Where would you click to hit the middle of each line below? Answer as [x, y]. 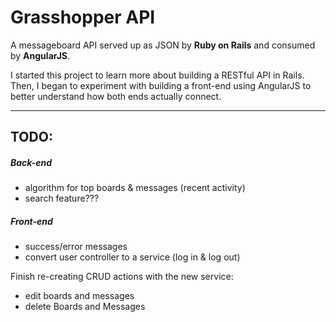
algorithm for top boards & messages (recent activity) [135, 188]
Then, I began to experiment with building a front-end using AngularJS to [161, 85]
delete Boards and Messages [85, 307]
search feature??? [62, 198]
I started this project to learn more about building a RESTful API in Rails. [157, 75]
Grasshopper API [83, 17]
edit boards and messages [79, 296]
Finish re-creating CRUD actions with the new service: [122, 277]
